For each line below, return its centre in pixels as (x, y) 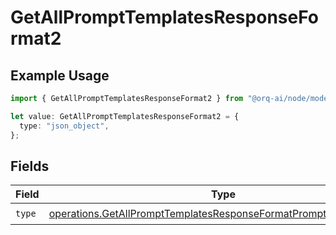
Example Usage (60, 75)
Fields (30, 166)
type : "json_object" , (64, 126)
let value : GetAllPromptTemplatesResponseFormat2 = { (125, 116)
